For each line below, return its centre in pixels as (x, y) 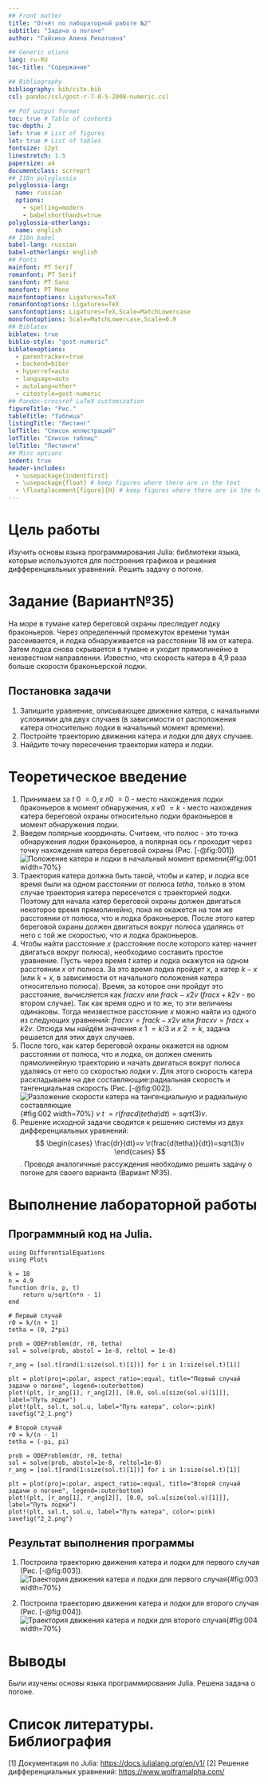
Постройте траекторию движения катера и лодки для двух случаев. (136, 736)
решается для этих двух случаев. (77, 1037)
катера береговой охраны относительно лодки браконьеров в (126, 816)
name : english (39, 230)
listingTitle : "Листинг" (49, 424)
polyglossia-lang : (39, 186)
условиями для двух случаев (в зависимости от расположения (128, 719)
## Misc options (35, 453)
